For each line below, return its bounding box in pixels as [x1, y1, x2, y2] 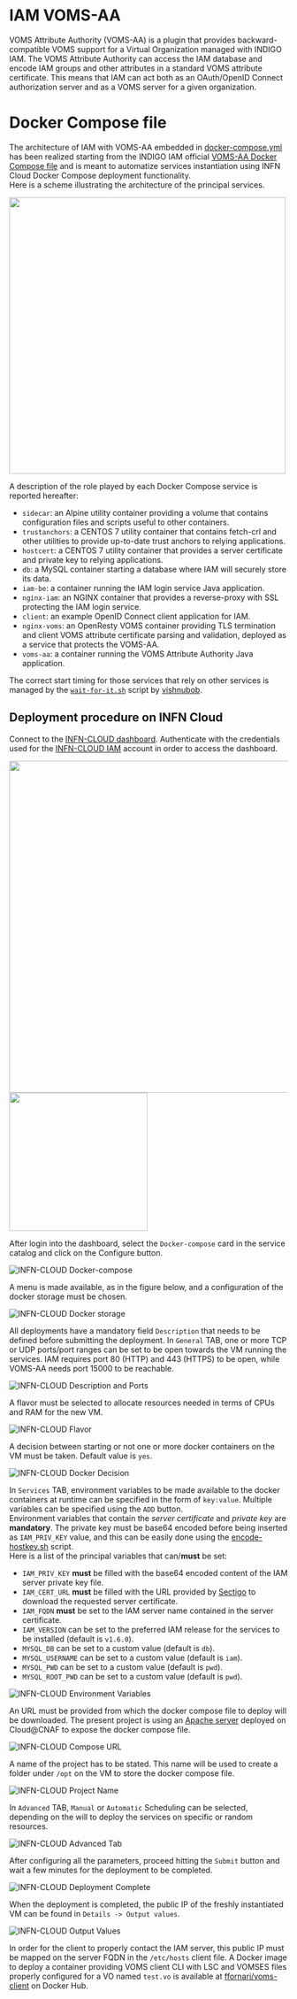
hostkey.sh [9, 1541, 49, 1551]
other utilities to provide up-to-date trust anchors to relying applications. [21, 535, 286, 546]
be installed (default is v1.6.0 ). [21, 1634, 134, 1644]
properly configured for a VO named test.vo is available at [9, 1971, 223, 1981]
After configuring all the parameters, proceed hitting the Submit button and [9, 1855, 280, 1865]
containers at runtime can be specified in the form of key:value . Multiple [9, 1494, 272, 1504]
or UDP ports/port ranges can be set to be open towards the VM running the [9, 1344, 287, 1355]
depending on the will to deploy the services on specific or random [9, 1811, 254, 1822]
